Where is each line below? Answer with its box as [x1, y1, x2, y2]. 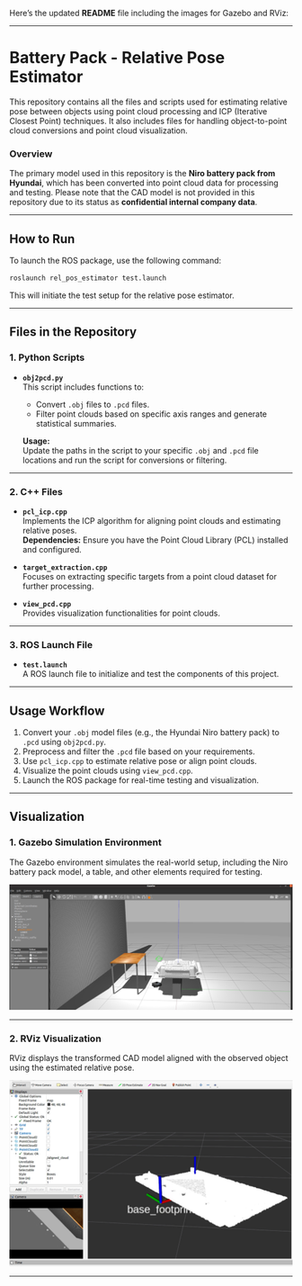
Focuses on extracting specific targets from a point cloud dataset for [22, 571, 277, 581]
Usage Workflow [9, 703, 105, 718]
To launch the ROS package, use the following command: [9, 256, 222, 266]
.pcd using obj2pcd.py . [22, 737, 106, 748]
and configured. [22, 544, 83, 554]
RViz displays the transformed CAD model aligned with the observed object [9, 1052, 289, 1063]
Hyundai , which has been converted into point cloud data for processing [9, 177, 279, 188]
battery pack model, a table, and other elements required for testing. [9, 866, 263, 877]
